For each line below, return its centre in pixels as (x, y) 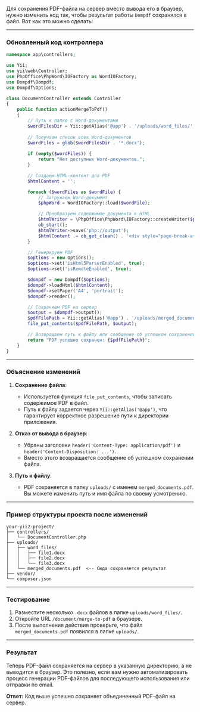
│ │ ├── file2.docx (36, 558)
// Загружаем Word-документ (73, 197)
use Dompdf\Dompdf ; (30, 82)
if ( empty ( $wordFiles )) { (60, 154)
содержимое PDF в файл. (56, 403)
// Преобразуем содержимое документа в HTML (94, 214)
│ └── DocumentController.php (46, 537)
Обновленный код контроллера (55, 42)
